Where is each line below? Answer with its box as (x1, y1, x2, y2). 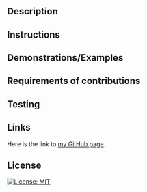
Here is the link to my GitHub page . (7, 139, 106, 148)
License (7, 159, 42, 171)
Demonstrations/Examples (7, 52, 124, 64)
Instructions (7, 29, 60, 40)
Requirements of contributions (7, 75, 141, 87)
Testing (7, 98, 40, 110)
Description (7, 5, 58, 17)
